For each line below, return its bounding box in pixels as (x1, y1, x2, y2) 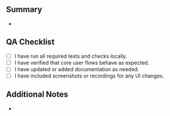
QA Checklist (6, 37, 55, 47)
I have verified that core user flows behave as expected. (14, 59, 150, 66)
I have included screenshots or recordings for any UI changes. (14, 72, 164, 79)
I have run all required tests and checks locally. (14, 52, 127, 59)
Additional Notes (6, 90, 69, 100)
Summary (6, 5, 42, 15)
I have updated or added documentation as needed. (14, 65, 139, 72)
